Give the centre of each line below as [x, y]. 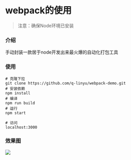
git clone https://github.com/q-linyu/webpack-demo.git [65, 83]
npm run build [20, 103]
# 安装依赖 [15, 88]
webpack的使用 [39, 10]
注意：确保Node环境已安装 [46, 26]
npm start [16, 113]
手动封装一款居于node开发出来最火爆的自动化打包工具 [62, 52]
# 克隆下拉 [15, 79]
